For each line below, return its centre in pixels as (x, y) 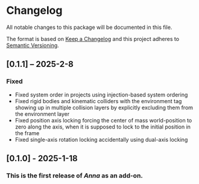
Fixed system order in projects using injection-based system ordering (101, 95)
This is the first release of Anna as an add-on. (75, 176)
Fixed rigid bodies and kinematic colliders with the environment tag (98, 101)
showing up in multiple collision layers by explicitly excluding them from (104, 107)
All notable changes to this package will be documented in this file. (89, 27)
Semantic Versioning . (33, 45)
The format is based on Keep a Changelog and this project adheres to (93, 39)
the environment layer (42, 114)
